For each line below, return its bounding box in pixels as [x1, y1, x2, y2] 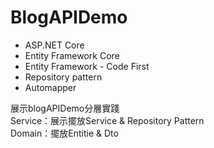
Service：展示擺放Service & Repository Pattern [10, 114, 205, 126]
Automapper [24, 81, 77, 93]
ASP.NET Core [24, 39, 85, 51]
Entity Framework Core [24, 49, 120, 61]
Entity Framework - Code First [24, 60, 150, 72]
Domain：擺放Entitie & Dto [10, 127, 119, 139]
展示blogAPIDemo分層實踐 [10, 102, 120, 114]
